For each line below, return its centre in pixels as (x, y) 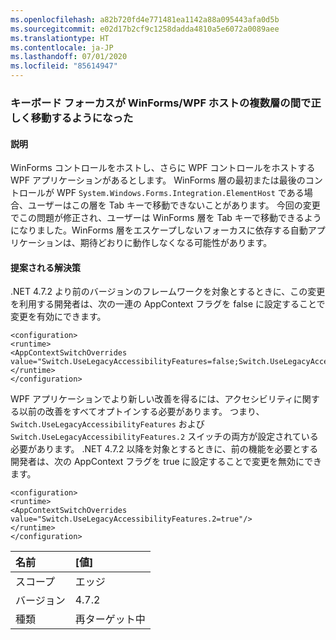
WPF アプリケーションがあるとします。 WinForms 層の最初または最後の (158, 180)
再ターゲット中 (110, 619)
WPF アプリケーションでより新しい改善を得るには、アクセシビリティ (152, 399)
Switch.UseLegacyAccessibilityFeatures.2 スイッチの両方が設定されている (164, 437)
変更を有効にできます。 (58, 317)
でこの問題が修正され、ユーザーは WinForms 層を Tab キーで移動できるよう (166, 218)
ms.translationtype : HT (60, 38)
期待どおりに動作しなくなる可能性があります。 (176, 243)
